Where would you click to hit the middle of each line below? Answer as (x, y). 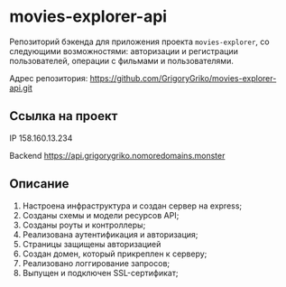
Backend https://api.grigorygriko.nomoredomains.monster (117, 155)
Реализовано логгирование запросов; (96, 263)
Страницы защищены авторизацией (92, 244)
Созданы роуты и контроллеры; (84, 225)
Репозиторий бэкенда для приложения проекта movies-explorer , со (139, 42)
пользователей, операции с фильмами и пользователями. (122, 60)
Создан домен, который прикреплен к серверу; (115, 254)
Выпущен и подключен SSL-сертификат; (100, 273)
